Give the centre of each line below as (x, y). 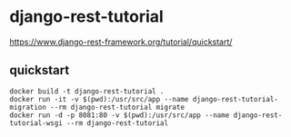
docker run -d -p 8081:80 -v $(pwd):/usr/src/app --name (120, 115)
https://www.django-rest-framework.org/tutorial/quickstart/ (121, 42)
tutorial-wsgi (36, 123)
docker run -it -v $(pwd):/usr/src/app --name (99, 99)
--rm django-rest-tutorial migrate (117, 107)
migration (28, 107)
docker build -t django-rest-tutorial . (87, 91)
